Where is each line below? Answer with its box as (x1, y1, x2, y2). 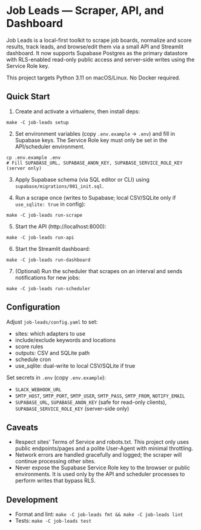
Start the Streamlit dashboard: (15, 245, 91, 252)
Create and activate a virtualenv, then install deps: (15, 107, 140, 115)
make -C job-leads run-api (6, 234, 74, 240)
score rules (15, 343, 44, 350)
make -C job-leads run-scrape (6, 212, 83, 218)
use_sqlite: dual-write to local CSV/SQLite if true (15, 362, 136, 369)
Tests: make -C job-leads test (15, 517, 92, 525)
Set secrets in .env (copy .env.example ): (6, 374, 106, 381)
